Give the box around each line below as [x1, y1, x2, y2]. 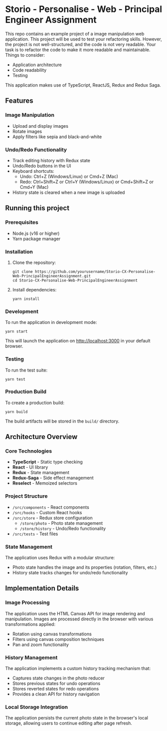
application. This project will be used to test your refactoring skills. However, [5, 36, 162, 42]
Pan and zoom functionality [12, 641, 69, 647]
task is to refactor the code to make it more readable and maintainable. [5, 47, 151, 53]
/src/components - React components [12, 504, 90, 510]
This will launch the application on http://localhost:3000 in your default [5, 338, 151, 344]
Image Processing [5, 599, 50, 606]
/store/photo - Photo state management [19, 520, 103, 526]
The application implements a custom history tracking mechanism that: [5, 665, 151, 671]
